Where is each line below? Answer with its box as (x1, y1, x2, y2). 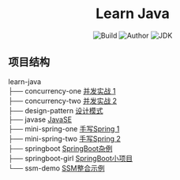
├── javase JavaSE (8, 115, 73, 124)
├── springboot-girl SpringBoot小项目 (8, 153, 133, 163)
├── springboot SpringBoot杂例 (8, 143, 113, 153)
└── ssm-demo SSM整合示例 (8, 163, 105, 173)
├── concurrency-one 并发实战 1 (8, 86, 116, 95)
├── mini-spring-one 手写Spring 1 (8, 123, 120, 134)
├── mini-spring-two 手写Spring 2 (8, 134, 121, 143)
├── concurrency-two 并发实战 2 (8, 96, 117, 105)
